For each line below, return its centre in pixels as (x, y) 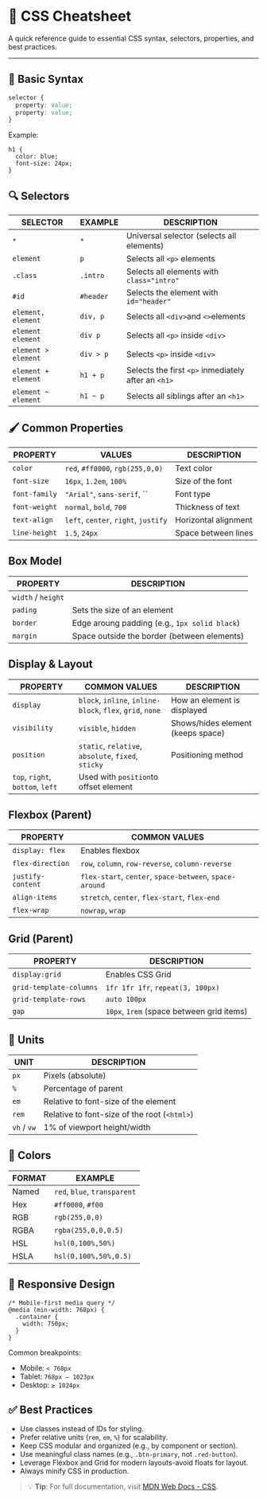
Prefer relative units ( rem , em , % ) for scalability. (94, 1438)
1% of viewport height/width (97, 1127)
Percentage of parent (83, 1088)
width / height (39, 597)
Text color (193, 468)
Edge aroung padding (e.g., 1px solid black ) (156, 623)
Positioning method (207, 754)
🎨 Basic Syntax (46, 79)
